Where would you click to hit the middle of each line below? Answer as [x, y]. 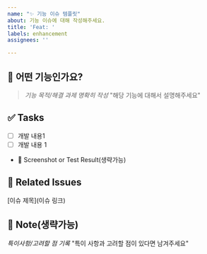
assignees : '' [28, 40]
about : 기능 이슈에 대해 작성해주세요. [56, 21]
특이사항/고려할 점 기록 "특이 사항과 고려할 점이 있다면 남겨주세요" [98, 243]
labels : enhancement [38, 34]
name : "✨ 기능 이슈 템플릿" [44, 14]
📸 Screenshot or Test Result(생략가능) [72, 159]
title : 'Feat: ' [31, 27]
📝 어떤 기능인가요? [45, 77]
